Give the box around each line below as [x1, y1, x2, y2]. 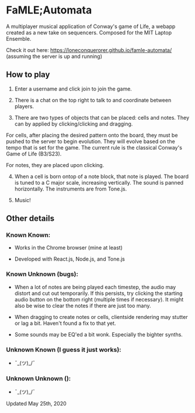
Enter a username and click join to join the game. [14, 85, 133, 92]
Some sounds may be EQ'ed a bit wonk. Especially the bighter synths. [14, 331, 183, 338]
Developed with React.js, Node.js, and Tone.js [14, 255, 126, 263]
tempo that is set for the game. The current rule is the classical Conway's [6, 144, 183, 151]
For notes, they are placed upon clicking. [6, 161, 105, 168]
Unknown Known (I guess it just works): [6, 345, 121, 353]
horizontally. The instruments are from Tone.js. [14, 185, 127, 192]
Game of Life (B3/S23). [6, 150, 62, 157]
